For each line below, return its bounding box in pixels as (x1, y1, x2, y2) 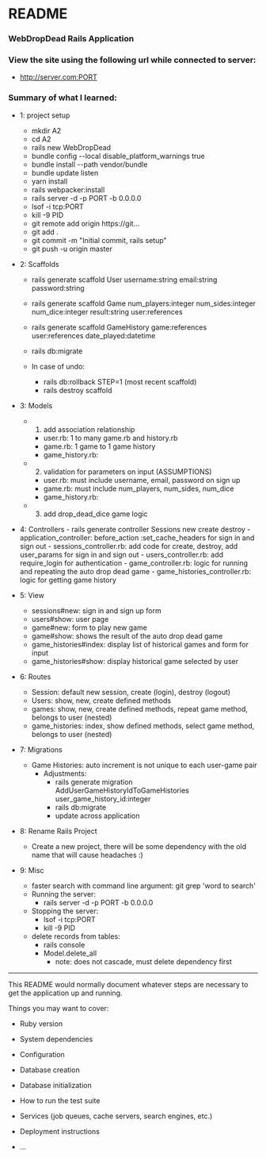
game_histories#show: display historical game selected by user (31, 656, 239, 666)
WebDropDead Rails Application (8, 33, 135, 44)
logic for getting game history (19, 575, 117, 585)
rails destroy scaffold (43, 385, 112, 395)
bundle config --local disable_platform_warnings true (31, 151, 206, 160)
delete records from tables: (31, 931, 120, 941)
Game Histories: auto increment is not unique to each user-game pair (31, 760, 257, 770)
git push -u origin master (31, 244, 112, 253)
